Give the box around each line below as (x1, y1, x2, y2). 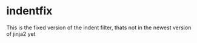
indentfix (6, 4, 53, 18)
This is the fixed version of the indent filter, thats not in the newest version (6, 24, 192, 31)
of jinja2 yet (6, 30, 36, 37)
